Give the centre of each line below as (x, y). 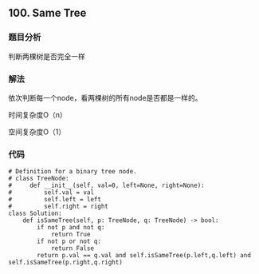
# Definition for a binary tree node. (73, 172)
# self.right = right (59, 207)
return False (72, 248)
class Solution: (35, 214)
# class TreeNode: (39, 179)
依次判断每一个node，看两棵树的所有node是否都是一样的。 (105, 97)
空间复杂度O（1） (37, 132)
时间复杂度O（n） (37, 114)
